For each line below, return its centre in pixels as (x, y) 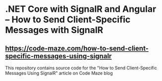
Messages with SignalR (54, 30)
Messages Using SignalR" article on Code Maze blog (59, 73)
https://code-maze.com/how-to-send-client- (77, 48)
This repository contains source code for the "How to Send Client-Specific (81, 68)
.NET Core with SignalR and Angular (81, 9)
